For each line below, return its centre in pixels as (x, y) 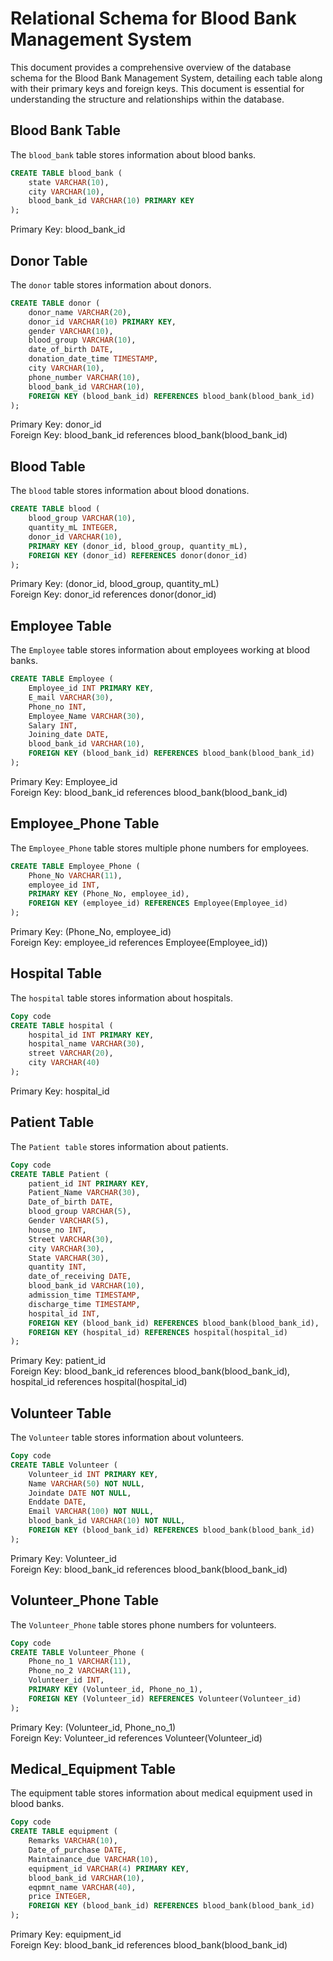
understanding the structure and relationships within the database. (147, 99)
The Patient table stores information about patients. (119, 1146)
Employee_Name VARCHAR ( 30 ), (86, 716)
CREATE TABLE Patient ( (60, 1174)
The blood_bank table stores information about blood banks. (133, 154)
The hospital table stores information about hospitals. (121, 998)
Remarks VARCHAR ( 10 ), (73, 1841)
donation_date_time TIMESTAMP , (93, 359)
